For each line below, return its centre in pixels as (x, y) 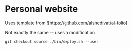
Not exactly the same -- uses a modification (50, 32)
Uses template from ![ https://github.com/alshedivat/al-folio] (66, 23)
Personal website (42, 9)
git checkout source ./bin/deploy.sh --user (52, 41)
